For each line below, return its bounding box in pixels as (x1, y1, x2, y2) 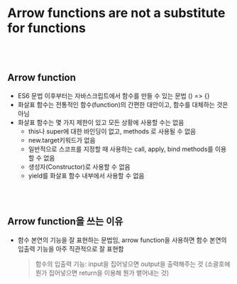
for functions (7, 20, 87, 36)
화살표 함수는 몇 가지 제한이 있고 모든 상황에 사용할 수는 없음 (17, 118, 184, 126)
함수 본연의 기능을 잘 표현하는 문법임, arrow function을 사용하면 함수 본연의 (17, 236, 227, 244)
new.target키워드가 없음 (28, 136, 96, 144)
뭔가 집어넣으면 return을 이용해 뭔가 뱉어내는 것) (35, 268, 169, 277)
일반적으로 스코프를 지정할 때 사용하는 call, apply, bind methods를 (28, 144, 214, 153)
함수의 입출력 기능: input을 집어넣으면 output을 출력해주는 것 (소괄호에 (35, 259, 231, 268)
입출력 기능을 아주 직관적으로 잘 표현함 (17, 244, 124, 253)
